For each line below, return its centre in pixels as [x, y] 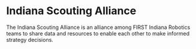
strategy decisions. [30, 40]
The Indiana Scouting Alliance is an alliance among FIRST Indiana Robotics [98, 27]
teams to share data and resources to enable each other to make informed [98, 33]
